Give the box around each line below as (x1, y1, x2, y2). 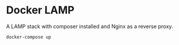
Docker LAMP (6, 4, 75, 17)
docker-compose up (6, 34, 51, 40)
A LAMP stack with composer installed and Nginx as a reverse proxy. (6, 23, 174, 30)
